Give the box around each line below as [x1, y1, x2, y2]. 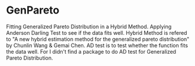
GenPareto [6, 4, 60, 17]
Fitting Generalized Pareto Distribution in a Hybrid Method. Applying [6, 23, 172, 30]
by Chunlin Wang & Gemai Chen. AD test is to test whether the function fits [6, 42, 188, 49]
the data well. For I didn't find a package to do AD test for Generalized [6, 48, 176, 55]
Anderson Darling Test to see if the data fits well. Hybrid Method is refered [6, 29, 187, 36]
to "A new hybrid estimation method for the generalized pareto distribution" [6, 35, 190, 42]
